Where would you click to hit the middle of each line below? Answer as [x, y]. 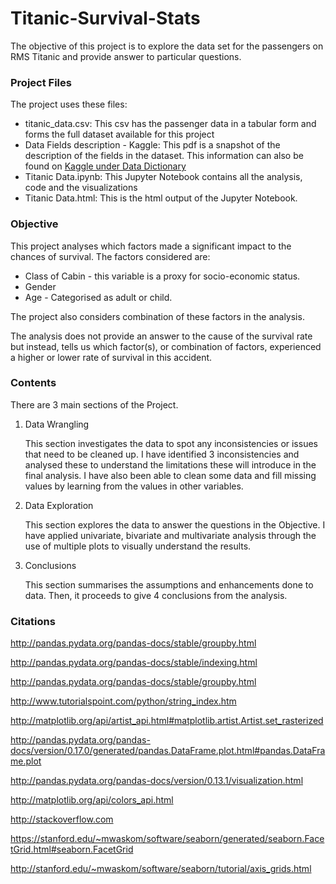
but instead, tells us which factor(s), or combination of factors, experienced [166, 346]
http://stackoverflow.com [62, 819]
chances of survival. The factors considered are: [110, 256]
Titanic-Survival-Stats [105, 18]
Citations [33, 621]
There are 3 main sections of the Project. [94, 404]
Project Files [41, 82]
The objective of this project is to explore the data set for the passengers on [167, 46]
